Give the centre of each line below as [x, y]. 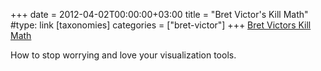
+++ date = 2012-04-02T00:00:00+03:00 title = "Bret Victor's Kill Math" [159, 14]
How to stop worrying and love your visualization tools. [123, 55]
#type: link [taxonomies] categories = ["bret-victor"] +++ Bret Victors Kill [161, 25]
